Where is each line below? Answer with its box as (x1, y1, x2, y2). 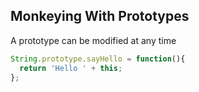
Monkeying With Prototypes (10, 8, 190, 25)
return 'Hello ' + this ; (19, 63, 123, 73)
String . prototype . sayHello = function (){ (10, 54, 186, 64)
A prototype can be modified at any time (10, 34, 177, 46)
